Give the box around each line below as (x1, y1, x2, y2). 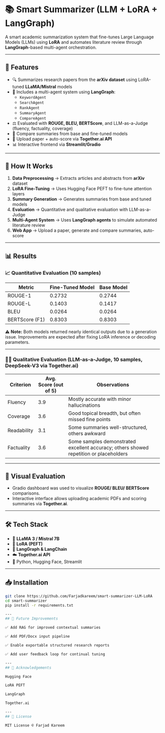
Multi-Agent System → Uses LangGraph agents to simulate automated (12, 217, 157, 223)
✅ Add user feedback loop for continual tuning (5, 651, 106, 656)
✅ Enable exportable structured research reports (5, 643, 110, 648)
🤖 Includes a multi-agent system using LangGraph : (12, 89, 116, 95)
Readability (7, 427, 33, 434)
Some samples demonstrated (68, 438, 136, 445)
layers (12, 191, 25, 197)
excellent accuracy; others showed (68, 444, 149, 451)
